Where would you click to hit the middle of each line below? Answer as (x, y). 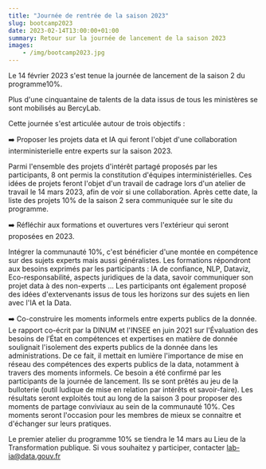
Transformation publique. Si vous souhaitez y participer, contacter (117, 447)
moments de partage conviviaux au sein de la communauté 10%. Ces (122, 407)
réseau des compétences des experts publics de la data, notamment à (124, 364)
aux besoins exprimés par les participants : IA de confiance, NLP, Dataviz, (129, 269)
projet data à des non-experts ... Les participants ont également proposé (127, 286)
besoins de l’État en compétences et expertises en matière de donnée (123, 339)
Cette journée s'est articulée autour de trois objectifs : (97, 123)
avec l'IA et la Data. (40, 303)
